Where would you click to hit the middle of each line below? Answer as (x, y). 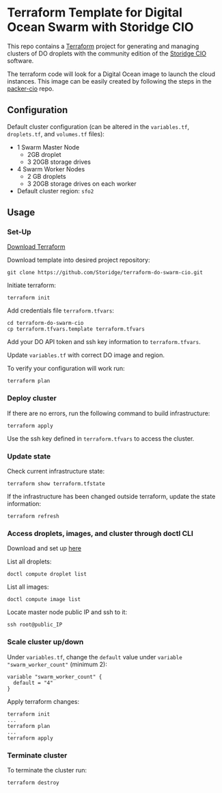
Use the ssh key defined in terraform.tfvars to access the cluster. (101, 438)
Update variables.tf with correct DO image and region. (86, 355)
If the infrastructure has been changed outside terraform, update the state (111, 497)
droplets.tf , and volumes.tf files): (56, 134)
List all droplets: (29, 562)
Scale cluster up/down (45, 642)
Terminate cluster (37, 755)
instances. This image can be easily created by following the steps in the (109, 81)
